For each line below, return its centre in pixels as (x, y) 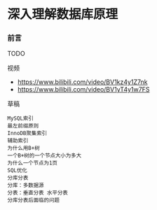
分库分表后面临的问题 (33, 200)
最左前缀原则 (23, 126)
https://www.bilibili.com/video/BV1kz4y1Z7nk (82, 82)
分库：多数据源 (26, 185)
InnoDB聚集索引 (27, 134)
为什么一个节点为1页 (33, 163)
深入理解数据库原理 (63, 14)
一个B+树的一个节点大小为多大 (45, 156)
